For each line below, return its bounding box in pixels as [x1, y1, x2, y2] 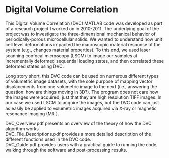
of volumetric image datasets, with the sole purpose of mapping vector [5, 78, 153, 84]
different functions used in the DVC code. [5, 136, 92, 142]
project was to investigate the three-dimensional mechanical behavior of [5, 31, 156, 37]
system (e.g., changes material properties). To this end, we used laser [5, 47, 150, 53]
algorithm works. [5, 125, 40, 132]
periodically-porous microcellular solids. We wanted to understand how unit [5, 36, 162, 42]
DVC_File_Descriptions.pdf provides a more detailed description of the [5, 131, 151, 137]
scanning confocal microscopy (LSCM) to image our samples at [5, 52, 138, 59]
